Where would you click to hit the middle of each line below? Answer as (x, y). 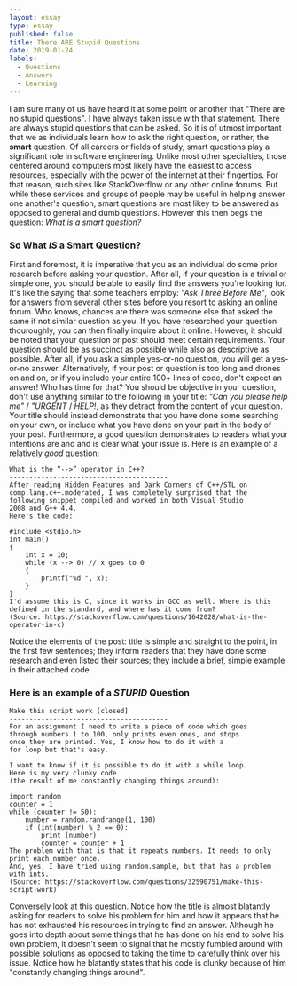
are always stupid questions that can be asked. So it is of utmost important (145, 127)
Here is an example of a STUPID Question (100, 692)
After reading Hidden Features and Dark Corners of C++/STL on (129, 485)
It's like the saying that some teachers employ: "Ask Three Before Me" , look (147, 292)
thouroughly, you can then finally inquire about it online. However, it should (146, 330)
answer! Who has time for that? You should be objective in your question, (143, 386)
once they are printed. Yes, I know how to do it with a (117, 743)
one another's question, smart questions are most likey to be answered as (144, 203)
